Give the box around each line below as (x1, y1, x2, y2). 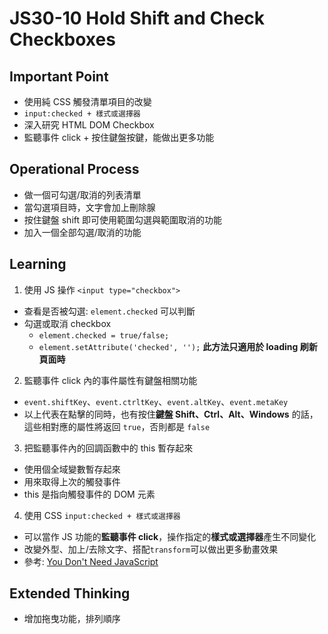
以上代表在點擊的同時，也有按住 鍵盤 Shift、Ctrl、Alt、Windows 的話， (23, 408, 319, 420)
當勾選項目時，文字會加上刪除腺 (23, 201, 156, 213)
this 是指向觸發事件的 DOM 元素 (23, 488, 156, 500)
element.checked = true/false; (38, 330, 170, 341)
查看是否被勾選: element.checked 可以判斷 (23, 305, 196, 317)
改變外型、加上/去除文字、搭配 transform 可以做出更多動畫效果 (23, 543, 279, 555)
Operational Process (9, 161, 140, 178)
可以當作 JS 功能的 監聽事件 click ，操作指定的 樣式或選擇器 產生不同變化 (23, 530, 317, 542)
